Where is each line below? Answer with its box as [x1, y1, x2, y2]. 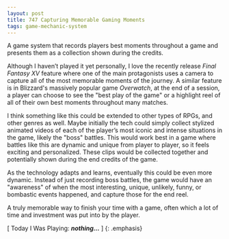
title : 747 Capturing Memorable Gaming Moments [7, 16, 146, 23]
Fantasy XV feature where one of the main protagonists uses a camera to [7, 69, 214, 77]
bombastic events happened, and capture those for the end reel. [7, 190, 189, 199]
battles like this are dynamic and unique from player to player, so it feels [7, 141, 210, 149]
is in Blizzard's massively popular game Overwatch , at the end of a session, [7, 84, 220, 92]
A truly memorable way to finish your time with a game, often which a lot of [7, 203, 219, 212]
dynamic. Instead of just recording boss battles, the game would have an [7, 176, 212, 184]
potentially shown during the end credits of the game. [7, 155, 159, 164]
